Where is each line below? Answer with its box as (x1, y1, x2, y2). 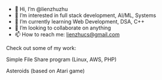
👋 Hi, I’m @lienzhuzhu (14, 6, 68, 12)
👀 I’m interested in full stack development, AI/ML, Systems (14, 12, 156, 19)
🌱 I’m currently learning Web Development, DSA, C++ (14, 18, 145, 25)
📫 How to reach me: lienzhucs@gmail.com (14, 31, 120, 38)
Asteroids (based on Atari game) (6, 68, 85, 74)
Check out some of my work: (6, 45, 77, 51)
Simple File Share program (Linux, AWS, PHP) (6, 56, 117, 63)
